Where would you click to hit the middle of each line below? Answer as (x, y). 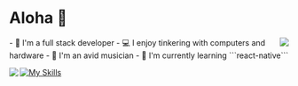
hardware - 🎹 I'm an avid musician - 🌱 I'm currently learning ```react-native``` (149, 55)
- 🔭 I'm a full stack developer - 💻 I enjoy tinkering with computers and (137, 42)
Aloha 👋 (39, 18)
